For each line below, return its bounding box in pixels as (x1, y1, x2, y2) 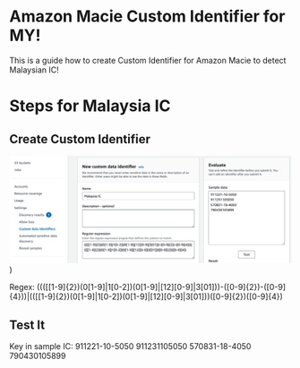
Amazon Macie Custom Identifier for (9, 6, 286, 27)
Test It (9, 317, 46, 332)
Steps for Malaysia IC (9, 96, 171, 116)
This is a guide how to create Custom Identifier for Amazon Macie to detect (9, 55, 287, 65)
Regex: (9, 282, 36, 293)
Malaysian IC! (9, 64, 60, 75)
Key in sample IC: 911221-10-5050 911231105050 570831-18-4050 (9, 341, 252, 352)
